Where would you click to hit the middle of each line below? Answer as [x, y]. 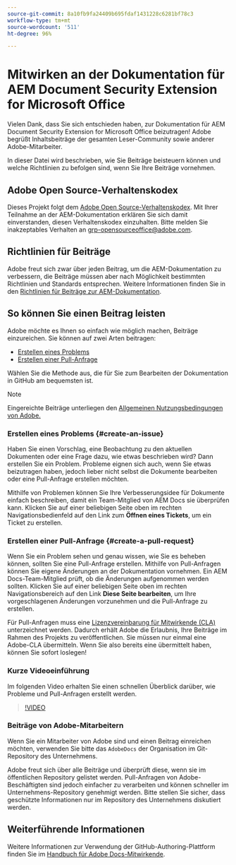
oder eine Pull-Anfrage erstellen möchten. [68, 479]
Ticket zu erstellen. [35, 523]
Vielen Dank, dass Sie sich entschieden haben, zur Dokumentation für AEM [116, 124]
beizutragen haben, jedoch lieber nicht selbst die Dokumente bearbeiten [112, 471]
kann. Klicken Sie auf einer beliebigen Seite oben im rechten [94, 507]
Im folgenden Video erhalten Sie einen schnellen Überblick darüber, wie [112, 686]
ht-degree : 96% [30, 34]
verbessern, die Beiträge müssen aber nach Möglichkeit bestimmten [106, 276]
